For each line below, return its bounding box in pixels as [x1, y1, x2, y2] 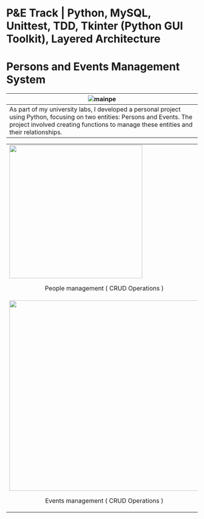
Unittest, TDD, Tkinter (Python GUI [6, 19, 183, 33]
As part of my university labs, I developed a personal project [9, 105, 181, 114]
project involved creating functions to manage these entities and [9, 121, 193, 129]
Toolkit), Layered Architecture [6, 32, 161, 46]
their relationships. [9, 128, 63, 136]
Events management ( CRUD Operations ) [45, 496, 164, 505]
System [6, 73, 46, 86]
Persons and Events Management [6, 60, 180, 74]
